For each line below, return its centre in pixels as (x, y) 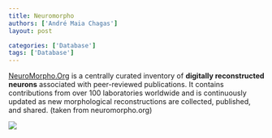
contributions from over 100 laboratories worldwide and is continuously (128, 93)
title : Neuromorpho (41, 16)
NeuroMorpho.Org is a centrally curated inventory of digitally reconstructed (136, 76)
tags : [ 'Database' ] (41, 53)
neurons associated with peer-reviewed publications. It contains (117, 85)
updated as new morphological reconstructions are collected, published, (130, 102)
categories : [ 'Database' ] (52, 45)
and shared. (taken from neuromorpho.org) (80, 111)
